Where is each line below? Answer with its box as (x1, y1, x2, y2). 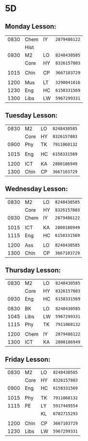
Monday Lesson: (5, 22, 57, 31)
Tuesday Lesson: (5, 111, 58, 119)
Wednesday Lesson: (5, 185, 68, 193)
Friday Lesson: (5, 355, 51, 363)
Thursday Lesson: (5, 266, 61, 274)
